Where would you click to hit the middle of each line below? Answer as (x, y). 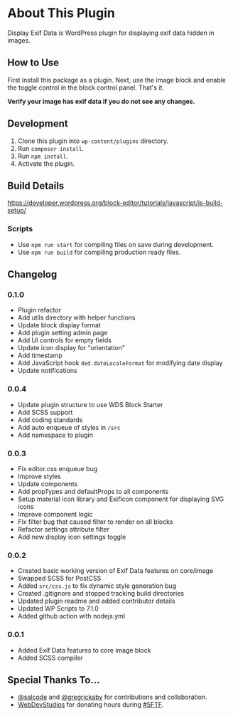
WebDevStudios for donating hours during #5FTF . (91, 705)
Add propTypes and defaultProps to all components (93, 491)
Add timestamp (40, 356)
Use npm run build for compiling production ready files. (99, 252)
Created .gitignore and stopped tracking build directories (101, 594)
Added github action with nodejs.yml (71, 616)
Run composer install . (50, 148)
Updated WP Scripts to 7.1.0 (58, 609)
